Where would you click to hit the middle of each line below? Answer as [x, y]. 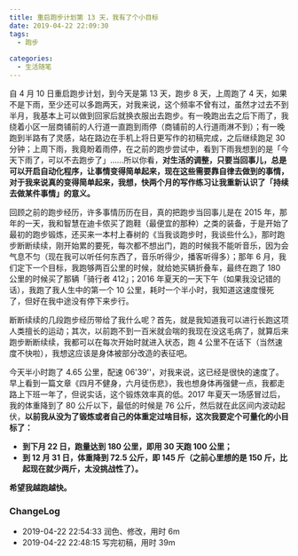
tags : [19, 34]
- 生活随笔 [35, 68]
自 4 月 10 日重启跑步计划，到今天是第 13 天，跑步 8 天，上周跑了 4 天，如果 [148, 93]
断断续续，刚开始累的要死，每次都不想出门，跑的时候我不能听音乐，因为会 [153, 245]
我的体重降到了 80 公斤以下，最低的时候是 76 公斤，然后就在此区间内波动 [143, 405]
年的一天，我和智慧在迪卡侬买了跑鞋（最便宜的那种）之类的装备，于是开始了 [149, 223]
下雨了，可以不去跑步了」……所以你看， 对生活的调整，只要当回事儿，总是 [152, 160]
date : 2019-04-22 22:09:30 [59, 26]
